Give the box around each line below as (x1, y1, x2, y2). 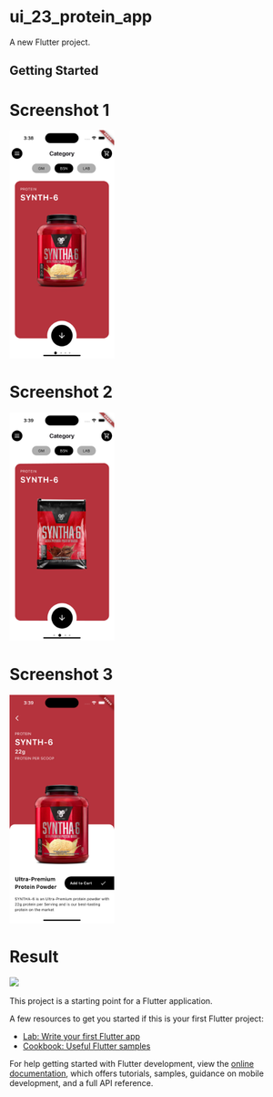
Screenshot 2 (9, 381, 114, 402)
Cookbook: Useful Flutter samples (22, 1040, 151, 1051)
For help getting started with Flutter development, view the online (9, 1059, 255, 1070)
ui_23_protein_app (9, 6, 153, 27)
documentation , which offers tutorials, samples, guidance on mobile (9, 1068, 264, 1079)
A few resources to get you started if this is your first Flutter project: (9, 1013, 264, 1024)
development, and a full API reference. (9, 1078, 154, 1089)
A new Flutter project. (9, 37, 91, 47)
